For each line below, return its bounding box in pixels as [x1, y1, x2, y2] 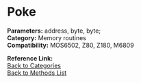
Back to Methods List [7, 69, 67, 77]
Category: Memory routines [7, 33, 87, 41]
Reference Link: [7, 54, 53, 62]
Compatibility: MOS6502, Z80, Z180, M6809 [7, 41, 135, 49]
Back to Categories [7, 61, 62, 69]
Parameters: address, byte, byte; [7, 27, 101, 35]
